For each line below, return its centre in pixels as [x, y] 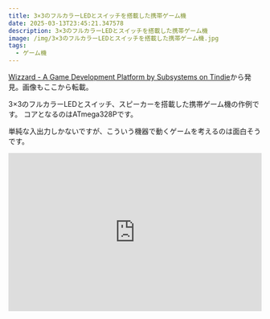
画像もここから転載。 [57, 87]
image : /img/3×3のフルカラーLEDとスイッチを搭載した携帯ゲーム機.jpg [114, 38]
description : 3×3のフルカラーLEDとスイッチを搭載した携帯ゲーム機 [108, 31]
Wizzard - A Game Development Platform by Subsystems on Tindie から [127, 77]
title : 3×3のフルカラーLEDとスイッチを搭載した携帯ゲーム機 [97, 16]
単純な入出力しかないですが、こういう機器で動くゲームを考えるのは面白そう [135, 131]
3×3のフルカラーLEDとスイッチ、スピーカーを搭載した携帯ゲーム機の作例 [131, 104]
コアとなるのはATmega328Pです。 [81, 114]
